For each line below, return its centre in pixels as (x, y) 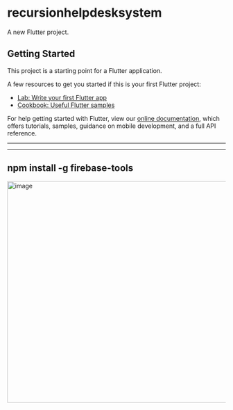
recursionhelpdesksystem (85, 13)
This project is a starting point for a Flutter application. (85, 70)
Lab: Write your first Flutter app (62, 97)
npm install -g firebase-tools (70, 168)
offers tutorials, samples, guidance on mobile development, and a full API (112, 126)
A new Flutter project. (38, 32)
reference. (22, 133)
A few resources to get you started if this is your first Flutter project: (104, 84)
